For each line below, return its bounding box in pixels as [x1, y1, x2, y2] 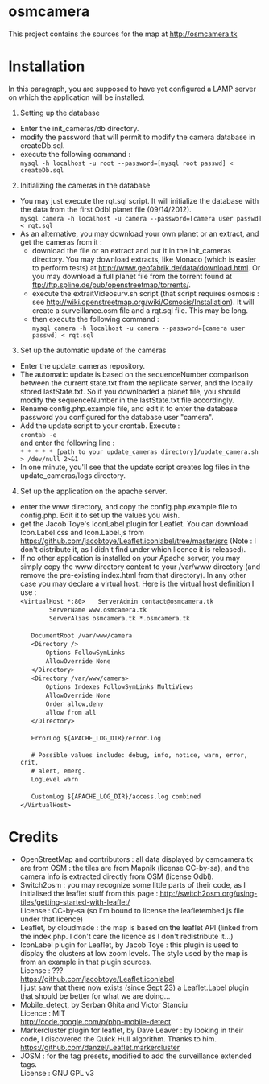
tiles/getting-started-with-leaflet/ [19, 896, 130, 907]
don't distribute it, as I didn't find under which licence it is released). [19, 544, 246, 554]
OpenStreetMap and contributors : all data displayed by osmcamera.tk [19, 854, 254, 863]
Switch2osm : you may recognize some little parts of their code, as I [19, 880, 246, 889]
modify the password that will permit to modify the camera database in [19, 132, 255, 142]
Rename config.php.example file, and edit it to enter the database [19, 403, 238, 413]
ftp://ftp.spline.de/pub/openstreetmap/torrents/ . [31, 280, 192, 290]
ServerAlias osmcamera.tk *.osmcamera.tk [49, 614, 191, 622]
